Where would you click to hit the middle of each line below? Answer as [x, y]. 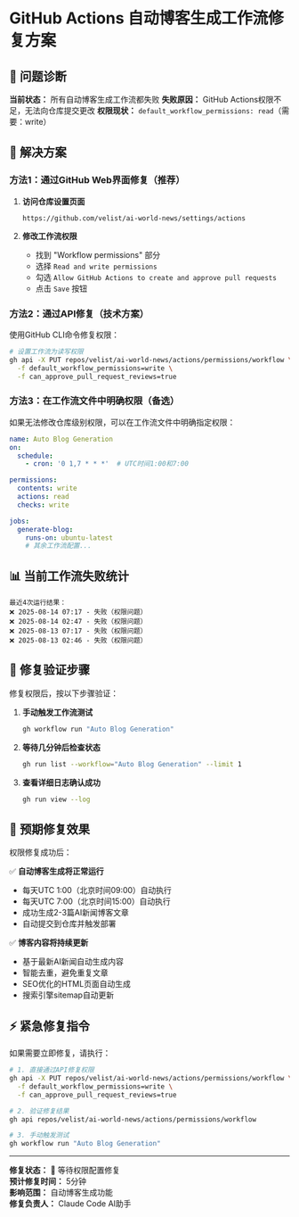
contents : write [47, 488]
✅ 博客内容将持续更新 [49, 943]
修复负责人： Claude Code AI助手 [70, 1204]
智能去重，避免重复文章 [65, 973]
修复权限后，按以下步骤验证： [64, 693]
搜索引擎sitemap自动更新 [68, 995]
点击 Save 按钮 [61, 288]
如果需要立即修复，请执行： [60, 1053]
